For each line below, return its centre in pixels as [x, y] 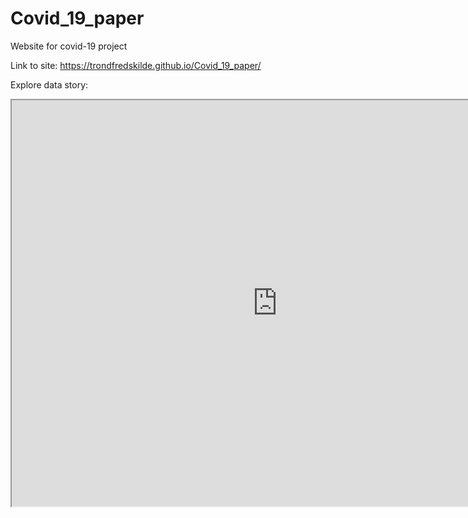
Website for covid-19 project [69, 46]
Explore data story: [49, 84]
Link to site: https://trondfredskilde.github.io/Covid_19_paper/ [136, 65]
